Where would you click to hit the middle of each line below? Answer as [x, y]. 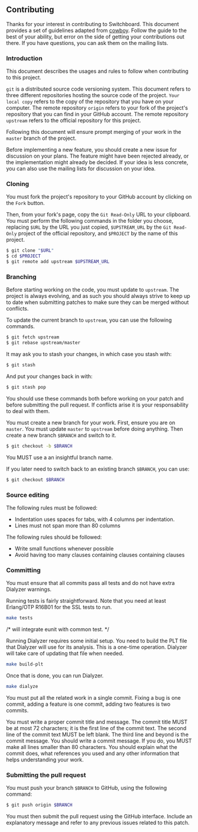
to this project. [24, 78]
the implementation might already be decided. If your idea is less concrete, [97, 162]
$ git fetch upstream [33, 337]
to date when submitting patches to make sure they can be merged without [98, 302]
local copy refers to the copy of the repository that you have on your [90, 102]
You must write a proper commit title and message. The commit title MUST [97, 722]
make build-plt [25, 664]
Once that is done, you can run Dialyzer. [55, 676]
